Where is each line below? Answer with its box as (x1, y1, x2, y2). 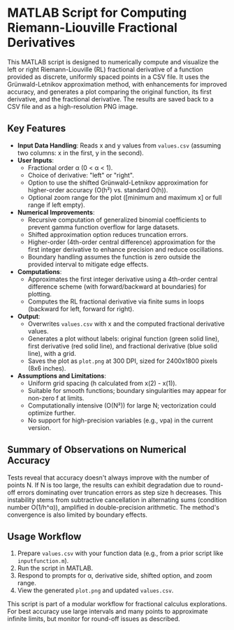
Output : (17, 312, 41, 320)
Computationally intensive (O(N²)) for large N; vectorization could (27, 401, 217, 410)
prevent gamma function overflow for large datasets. (27, 222, 180, 231)
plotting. (27, 289, 52, 298)
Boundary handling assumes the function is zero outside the (27, 252, 201, 261)
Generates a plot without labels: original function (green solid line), (27, 334, 220, 343)
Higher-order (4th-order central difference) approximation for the (27, 238, 216, 246)
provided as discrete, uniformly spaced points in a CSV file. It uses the (7, 72, 210, 81)
